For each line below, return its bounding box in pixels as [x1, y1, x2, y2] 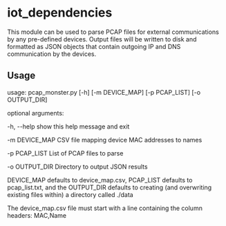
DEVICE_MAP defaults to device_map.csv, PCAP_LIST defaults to [7, 176, 193, 184]
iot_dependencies [7, 5, 113, 21]
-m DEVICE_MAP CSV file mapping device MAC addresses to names [7, 135, 203, 144]
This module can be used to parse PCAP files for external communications [7, 28, 219, 36]
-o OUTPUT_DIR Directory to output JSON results [7, 162, 148, 171]
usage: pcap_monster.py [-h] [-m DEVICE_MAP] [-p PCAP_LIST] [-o [7, 88, 201, 96]
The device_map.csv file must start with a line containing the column [7, 204, 203, 212]
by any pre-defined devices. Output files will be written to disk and [7, 35, 197, 43]
